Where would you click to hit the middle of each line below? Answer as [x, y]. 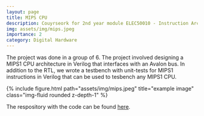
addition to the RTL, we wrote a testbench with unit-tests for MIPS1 [90, 70]
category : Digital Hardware [42, 40]
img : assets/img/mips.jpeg [40, 29]
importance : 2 [24, 35]
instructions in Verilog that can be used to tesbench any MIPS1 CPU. [92, 77]
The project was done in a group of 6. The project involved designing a [95, 57]
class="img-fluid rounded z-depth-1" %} [57, 95]
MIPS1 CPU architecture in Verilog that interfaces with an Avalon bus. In [96, 64]
